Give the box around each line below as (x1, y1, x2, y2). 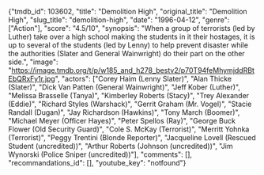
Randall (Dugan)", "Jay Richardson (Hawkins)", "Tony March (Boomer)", (8, 108, 240, 117)
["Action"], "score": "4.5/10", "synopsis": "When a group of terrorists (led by (8, 24, 255, 32)
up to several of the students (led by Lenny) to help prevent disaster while (8, 40, 249, 50)
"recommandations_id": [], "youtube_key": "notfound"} (8, 158, 187, 167)
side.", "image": (8, 57, 58, 67)
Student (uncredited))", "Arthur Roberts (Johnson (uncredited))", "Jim (8, 142, 233, 150)
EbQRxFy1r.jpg (8, 74, 55, 83)
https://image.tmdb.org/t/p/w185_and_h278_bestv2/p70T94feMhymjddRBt (11, 66, 255, 74)
